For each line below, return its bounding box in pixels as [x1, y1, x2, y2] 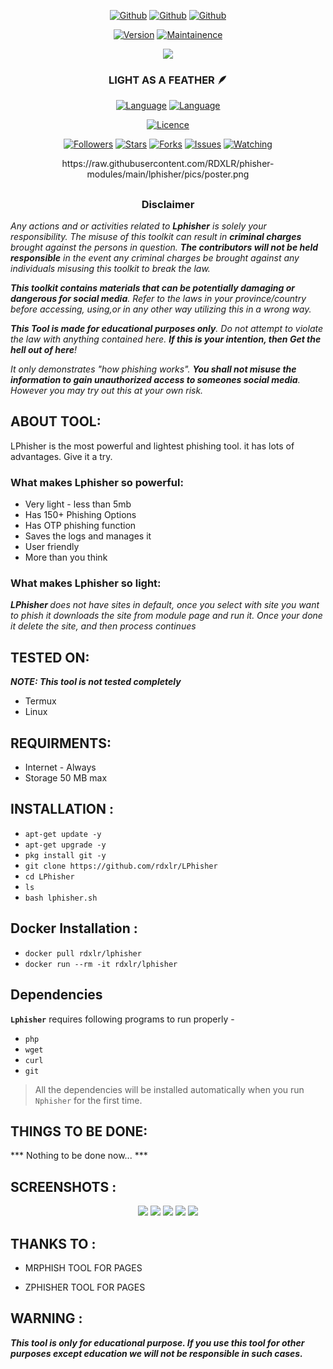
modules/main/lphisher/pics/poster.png [86, 168, 250, 180]
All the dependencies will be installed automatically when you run [34, 1083, 305, 1095]
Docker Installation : [10, 920, 138, 937]
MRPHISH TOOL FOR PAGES [24, 1261, 143, 1274]
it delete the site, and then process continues [10, 620, 197, 632]
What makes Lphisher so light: [10, 576, 162, 590]
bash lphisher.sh [24, 893, 98, 903]
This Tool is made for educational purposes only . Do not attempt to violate [10, 323, 323, 335]
